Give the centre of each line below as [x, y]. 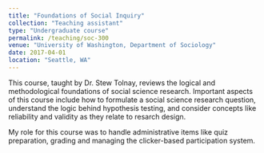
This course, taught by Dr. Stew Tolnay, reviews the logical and [112, 82]
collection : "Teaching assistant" [66, 23]
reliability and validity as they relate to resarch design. [97, 116]
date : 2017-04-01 [37, 53]
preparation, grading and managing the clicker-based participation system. [132, 140]
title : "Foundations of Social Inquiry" [77, 16]
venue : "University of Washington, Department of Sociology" [112, 45]
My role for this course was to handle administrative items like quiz [118, 131]
